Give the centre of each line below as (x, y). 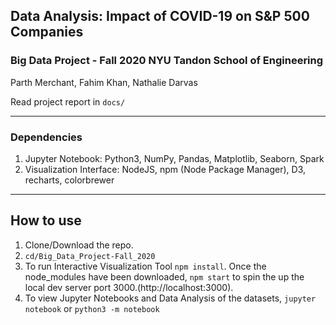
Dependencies (46, 137)
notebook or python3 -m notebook (92, 308)
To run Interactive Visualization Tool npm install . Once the (145, 266)
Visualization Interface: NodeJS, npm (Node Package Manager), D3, (165, 169)
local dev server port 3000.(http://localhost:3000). (129, 287)
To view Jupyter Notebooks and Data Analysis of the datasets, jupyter (170, 298)
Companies (47, 32)
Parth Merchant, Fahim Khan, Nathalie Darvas (104, 82)
